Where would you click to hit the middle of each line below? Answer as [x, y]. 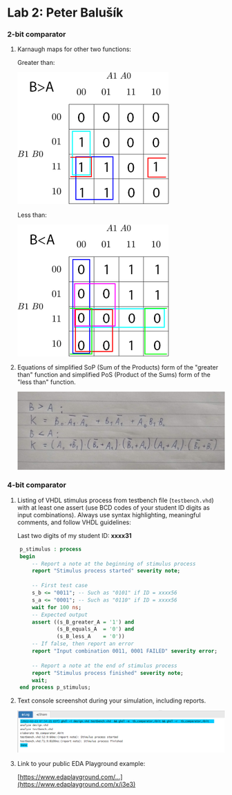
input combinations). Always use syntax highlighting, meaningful [109, 515]
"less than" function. [46, 382]
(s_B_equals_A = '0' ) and [95, 629]
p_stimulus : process [50, 549]
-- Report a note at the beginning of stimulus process [114, 564]
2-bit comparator [37, 35]
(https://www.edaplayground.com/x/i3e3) [76, 785]
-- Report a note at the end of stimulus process [105, 665]
